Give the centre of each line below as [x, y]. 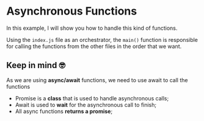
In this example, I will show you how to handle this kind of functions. [92, 28]
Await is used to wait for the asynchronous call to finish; [86, 105]
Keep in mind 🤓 [36, 65]
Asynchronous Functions [72, 11]
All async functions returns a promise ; [64, 111]
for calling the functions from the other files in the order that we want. [94, 46]
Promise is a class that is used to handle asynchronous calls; [92, 98]
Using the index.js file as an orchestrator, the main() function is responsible [102, 40]
